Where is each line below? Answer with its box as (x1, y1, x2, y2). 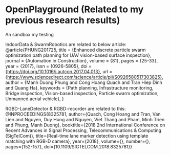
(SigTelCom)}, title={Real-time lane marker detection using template (5, 132, 148, 139)
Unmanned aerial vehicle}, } (5, 96, 64, 102)
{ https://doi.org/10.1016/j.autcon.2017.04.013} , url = (5, 68, 113, 75)
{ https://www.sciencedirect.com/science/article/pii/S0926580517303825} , (5, 74, 164, 80)
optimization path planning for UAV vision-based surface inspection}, (5, 52, 152, 58)
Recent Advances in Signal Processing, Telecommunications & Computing (5, 127, 162, 134)
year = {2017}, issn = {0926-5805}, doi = (5, 63, 92, 69)
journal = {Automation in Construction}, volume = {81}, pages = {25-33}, (5, 57, 158, 63)
